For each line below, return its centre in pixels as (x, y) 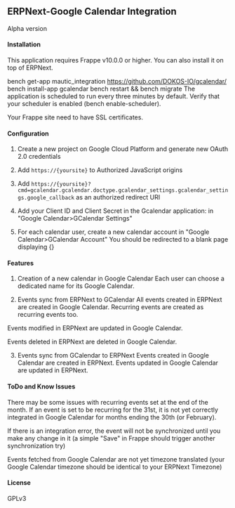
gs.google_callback (46, 198)
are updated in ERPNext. (53, 370)
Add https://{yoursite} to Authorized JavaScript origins (100, 170)
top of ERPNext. (31, 68)
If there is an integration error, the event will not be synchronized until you (114, 431)
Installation (24, 44)
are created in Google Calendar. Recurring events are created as (110, 307)
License (19, 483)
